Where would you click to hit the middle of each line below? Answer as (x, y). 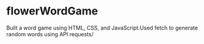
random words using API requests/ (50, 34)
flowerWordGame (52, 11)
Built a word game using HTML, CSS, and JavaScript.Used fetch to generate (102, 28)
